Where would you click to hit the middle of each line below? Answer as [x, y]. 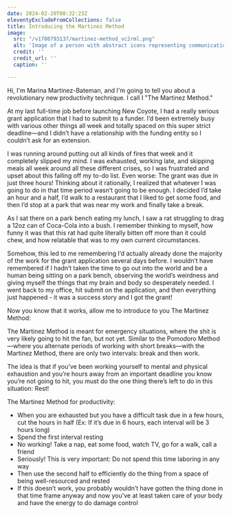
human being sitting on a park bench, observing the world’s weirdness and [113, 275]
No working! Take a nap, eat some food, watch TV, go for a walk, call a [117, 444]
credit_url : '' [35, 58]
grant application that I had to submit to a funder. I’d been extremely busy [111, 118]
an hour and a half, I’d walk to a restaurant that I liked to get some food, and [114, 197]
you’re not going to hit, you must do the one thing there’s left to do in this [110, 381]
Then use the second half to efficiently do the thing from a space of [113, 473]
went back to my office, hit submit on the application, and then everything [112, 290]
